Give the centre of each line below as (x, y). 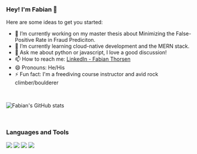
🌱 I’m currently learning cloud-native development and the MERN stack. (102, 46)
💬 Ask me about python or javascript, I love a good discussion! (91, 53)
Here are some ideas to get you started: (55, 22)
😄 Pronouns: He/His (40, 68)
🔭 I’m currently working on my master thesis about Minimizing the (95, 34)
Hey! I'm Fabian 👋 (32, 9)
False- (184, 34)
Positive (24, 40)
